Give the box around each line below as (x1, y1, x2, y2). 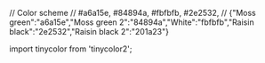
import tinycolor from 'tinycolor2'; (9, 43, 132, 54)
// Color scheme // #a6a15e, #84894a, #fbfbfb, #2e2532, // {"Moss (9, 8, 256, 18)
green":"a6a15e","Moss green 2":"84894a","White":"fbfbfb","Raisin (9, 17, 255, 28)
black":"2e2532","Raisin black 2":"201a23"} (9, 27, 169, 36)
